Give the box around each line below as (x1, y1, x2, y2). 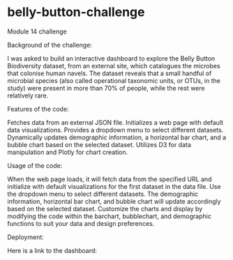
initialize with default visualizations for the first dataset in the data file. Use (7, 182, 221, 190)
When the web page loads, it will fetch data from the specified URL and (7, 175, 212, 183)
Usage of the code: (7, 161, 63, 169)
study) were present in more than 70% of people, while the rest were (7, 84, 205, 92)
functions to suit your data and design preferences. (7, 219, 155, 227)
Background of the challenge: (7, 40, 93, 49)
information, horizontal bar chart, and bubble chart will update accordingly (7, 197, 221, 206)
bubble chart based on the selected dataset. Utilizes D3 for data (7, 140, 192, 148)
